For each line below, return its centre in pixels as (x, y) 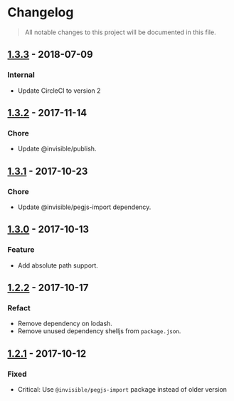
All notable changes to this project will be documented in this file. (120, 32)
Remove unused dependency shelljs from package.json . (99, 331)
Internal (21, 75)
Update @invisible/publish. (57, 149)
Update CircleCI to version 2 (59, 91)
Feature (21, 250)
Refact (19, 308)
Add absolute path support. (58, 265)
